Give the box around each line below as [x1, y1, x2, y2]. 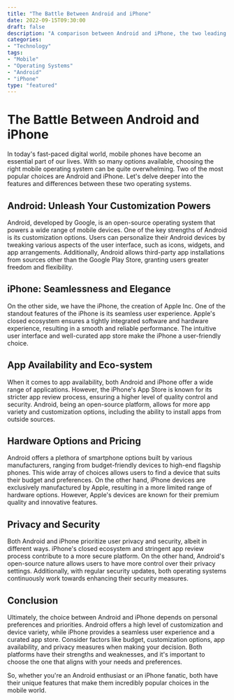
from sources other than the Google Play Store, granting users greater [7, 256, 209, 264]
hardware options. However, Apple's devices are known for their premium [7, 491, 219, 499]
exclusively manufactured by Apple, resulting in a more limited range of [7, 483, 212, 492]
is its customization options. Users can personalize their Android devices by [7, 234, 226, 241]
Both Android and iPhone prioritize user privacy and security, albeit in [7, 537, 207, 545]
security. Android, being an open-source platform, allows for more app [7, 400, 211, 408]
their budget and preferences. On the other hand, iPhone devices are [7, 476, 206, 485]
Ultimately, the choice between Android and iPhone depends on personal [7, 613, 218, 622]
